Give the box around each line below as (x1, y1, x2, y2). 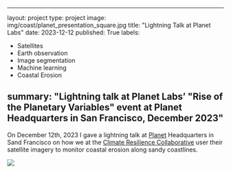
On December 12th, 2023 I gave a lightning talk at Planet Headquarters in (7, 130, 214, 139)
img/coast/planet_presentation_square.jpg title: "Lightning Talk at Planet (7, 21, 211, 29)
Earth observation (16, 49, 68, 57)
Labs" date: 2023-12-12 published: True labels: (7, 28, 140, 37)
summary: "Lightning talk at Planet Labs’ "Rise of (7, 91, 223, 103)
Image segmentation (16, 57, 76, 64)
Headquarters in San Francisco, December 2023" (7, 112, 223, 124)
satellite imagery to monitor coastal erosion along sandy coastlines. (7, 145, 198, 154)
